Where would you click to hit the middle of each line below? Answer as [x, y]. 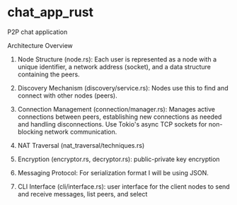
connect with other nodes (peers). [68, 95]
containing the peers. [48, 74]
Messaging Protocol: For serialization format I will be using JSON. [113, 172]
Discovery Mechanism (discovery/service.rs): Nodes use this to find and [123, 88]
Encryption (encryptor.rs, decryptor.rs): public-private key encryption [119, 159]
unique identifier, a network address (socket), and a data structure [114, 66]
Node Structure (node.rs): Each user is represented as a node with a [117, 59]
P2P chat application [37, 32]
